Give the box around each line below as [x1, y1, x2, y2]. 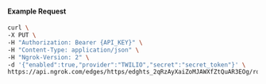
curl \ [7, 24, 29, 32]
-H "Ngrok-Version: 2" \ [7, 53, 90, 61]
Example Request [7, 6, 67, 16]
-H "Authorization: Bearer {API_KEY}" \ [7, 38, 144, 47]
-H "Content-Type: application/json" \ [7, 46, 140, 54]
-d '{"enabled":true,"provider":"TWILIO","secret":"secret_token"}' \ [7, 60, 246, 69]
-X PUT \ [7, 32, 37, 40]
